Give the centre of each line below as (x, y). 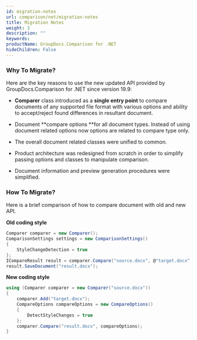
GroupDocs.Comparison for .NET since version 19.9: (69, 89)
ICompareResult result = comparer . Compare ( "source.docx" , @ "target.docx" (98, 261)
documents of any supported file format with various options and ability (101, 107)
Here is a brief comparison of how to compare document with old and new (96, 205)
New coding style (28, 277)
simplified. (27, 177)
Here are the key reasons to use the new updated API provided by (86, 83)
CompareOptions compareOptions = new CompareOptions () (85, 305)
